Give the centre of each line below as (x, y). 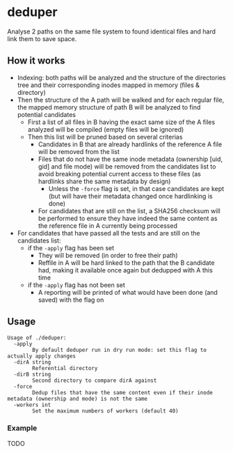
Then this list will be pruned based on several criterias (105, 137)
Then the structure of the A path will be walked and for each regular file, (121, 100)
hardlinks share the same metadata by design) (104, 181)
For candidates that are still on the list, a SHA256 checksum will (129, 210)
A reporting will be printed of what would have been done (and (128, 292)
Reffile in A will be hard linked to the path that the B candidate (126, 263)
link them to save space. (42, 38)
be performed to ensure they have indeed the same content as (128, 218)
